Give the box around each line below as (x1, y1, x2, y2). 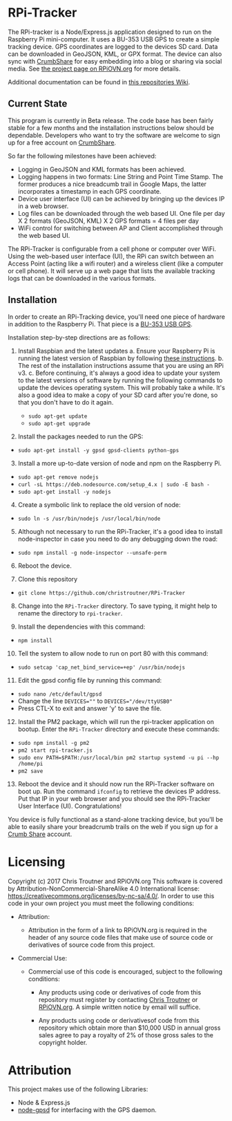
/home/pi (17, 760, 43, 767)
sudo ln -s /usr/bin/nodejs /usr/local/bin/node (17, 515, 161, 522)
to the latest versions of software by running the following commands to (17, 376, 223, 385)
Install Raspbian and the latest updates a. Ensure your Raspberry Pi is (17, 346, 215, 355)
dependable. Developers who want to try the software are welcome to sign (8, 131, 220, 139)
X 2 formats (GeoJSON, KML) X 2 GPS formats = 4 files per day (17, 216, 200, 225)
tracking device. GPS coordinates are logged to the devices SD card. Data (8, 42, 218, 50)
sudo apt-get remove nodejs (17, 474, 99, 481)
